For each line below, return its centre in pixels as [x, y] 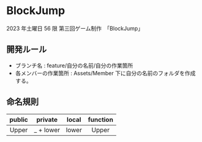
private [47, 119]
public [19, 119]
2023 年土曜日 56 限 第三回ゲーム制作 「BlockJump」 [75, 28]
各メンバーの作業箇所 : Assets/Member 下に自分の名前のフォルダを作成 [105, 73]
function [100, 119]
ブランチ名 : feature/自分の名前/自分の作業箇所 [74, 65]
